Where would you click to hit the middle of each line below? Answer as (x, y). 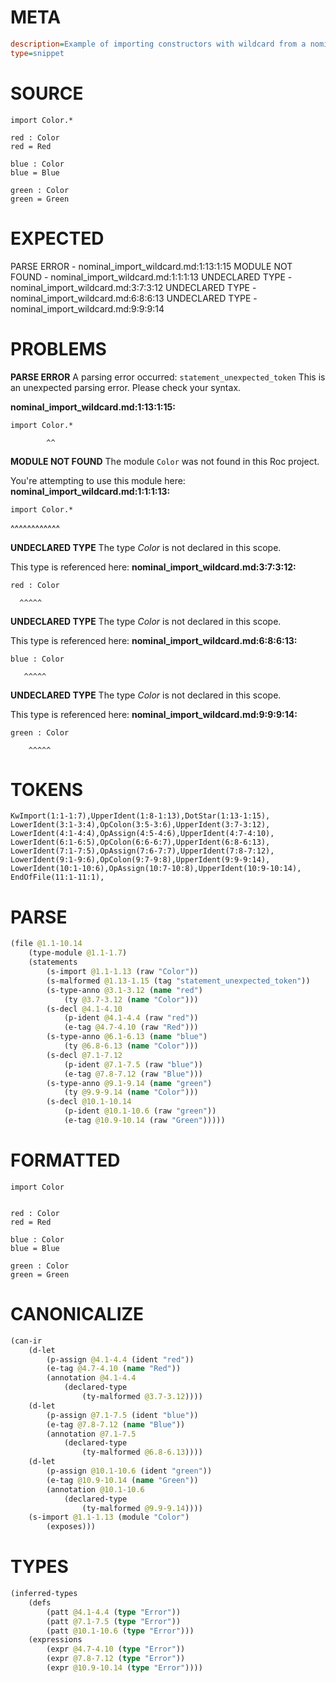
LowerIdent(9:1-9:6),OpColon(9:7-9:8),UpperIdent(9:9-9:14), (140, 860)
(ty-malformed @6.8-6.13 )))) (142, 1452)
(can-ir (26, 1341)
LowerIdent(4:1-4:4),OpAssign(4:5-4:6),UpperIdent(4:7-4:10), (142, 834)
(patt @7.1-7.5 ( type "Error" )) (114, 1621)
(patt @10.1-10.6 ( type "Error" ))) (120, 1631)
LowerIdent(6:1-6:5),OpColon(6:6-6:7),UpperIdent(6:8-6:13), (140, 842)
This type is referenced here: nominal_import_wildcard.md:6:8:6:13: (154, 640)
